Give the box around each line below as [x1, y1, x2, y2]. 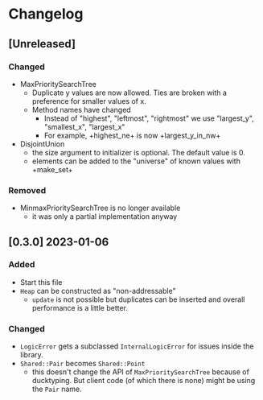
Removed [8, 184, 47, 196]
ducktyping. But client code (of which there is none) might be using [31, 376, 256, 386]
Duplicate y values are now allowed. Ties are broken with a [31, 88, 228, 97]
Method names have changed [31, 105, 131, 114]
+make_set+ [31, 164, 74, 174]
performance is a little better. [31, 303, 129, 312]
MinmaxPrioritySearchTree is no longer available [19, 203, 181, 213]
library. [19, 350, 44, 360]
